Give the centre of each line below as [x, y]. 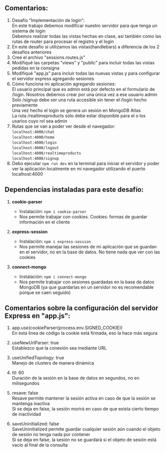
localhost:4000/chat [33, 132]
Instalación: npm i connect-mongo [53, 276]
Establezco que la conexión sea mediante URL [59, 348]
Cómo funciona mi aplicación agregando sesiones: [64, 84]
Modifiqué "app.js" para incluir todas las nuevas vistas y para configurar [86, 73]
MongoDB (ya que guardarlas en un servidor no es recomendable [86, 287]
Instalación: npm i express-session [55, 241]
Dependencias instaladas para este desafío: [74, 190]
